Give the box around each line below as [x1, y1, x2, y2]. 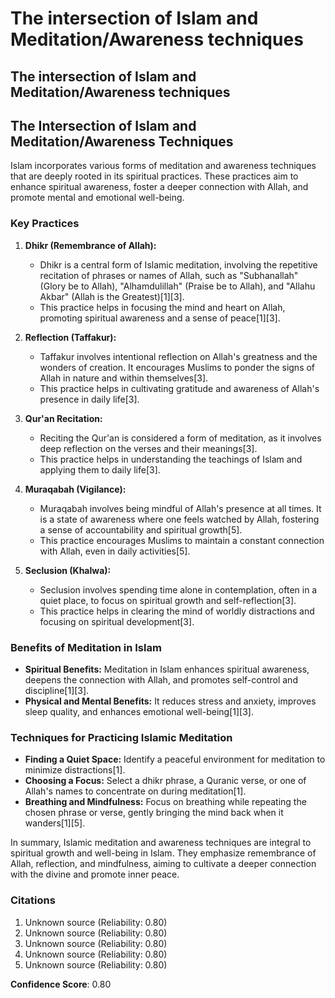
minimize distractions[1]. [24, 764, 126, 776]
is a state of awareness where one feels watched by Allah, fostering [39, 513, 320, 525]
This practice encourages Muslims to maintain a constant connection [39, 534, 325, 546]
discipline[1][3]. [24, 684, 90, 696]
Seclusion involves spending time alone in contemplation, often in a [39, 583, 318, 596]
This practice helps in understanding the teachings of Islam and [39, 453, 303, 465]
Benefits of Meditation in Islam [10, 640, 162, 654]
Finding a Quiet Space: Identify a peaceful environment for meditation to [24, 753, 326, 766]
